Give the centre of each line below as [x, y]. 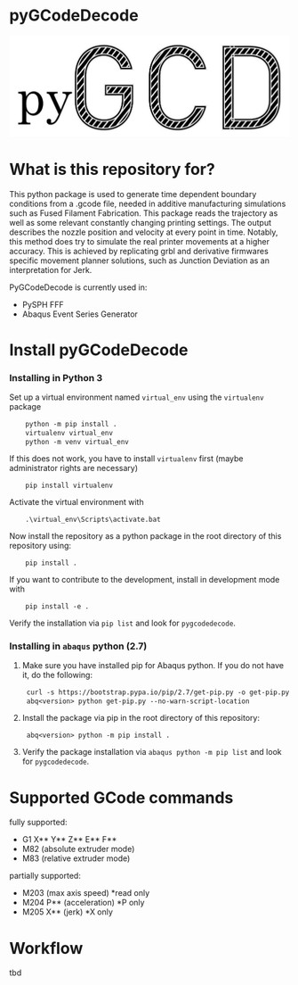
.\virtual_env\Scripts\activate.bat [93, 520]
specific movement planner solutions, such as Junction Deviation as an [139, 261]
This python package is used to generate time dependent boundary [133, 194]
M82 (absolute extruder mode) [78, 849]
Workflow [46, 948]
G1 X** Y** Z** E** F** [69, 840]
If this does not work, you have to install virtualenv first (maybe [126, 459]
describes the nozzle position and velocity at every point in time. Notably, [144, 232]
